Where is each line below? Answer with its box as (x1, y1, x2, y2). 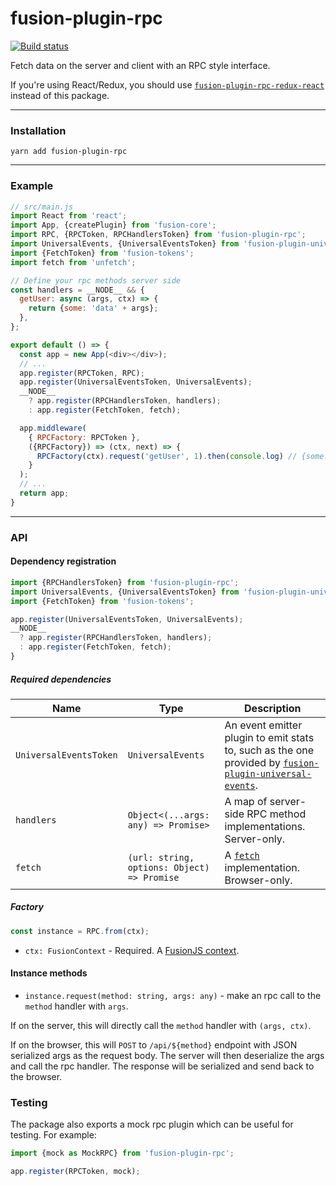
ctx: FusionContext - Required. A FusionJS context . (24, 944, 240, 956)
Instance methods (10, 967, 88, 979)
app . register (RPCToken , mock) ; (10, 1167, 141, 1177)
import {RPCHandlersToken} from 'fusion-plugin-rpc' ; (10, 577, 240, 587)
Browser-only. (224, 873, 293, 887)
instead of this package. (10, 89, 110, 101)
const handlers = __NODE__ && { (10, 285, 145, 295)
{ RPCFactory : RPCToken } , (28, 432, 141, 442)
